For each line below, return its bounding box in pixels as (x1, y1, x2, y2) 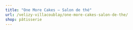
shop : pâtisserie (5, 17, 42, 22)
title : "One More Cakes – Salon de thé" (5, 7, 92, 13)
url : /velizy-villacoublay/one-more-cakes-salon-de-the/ (5, 12, 128, 17)
